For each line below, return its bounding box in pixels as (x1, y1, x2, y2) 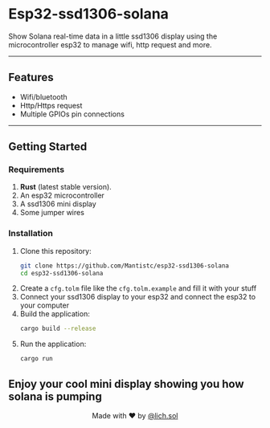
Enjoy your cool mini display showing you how (8, 377, 244, 390)
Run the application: (19, 339, 87, 349)
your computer (19, 300, 70, 310)
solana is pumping (8, 389, 102, 403)
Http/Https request (19, 100, 83, 110)
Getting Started (8, 140, 88, 153)
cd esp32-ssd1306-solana (19, 269, 104, 277)
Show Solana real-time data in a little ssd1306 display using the (8, 31, 218, 41)
